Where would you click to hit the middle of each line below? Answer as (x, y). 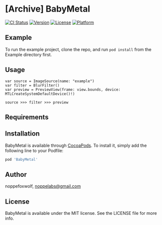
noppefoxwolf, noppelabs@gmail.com (43, 186)
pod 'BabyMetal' (21, 159)
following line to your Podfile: (34, 150)
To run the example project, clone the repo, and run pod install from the (78, 49)
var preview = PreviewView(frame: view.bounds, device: (63, 89)
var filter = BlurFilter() (32, 85)
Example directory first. (28, 54)
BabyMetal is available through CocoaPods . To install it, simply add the (76, 145)
